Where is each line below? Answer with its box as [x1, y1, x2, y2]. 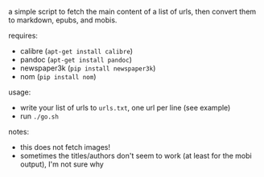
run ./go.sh [19, 111, 59, 121]
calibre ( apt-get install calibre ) [19, 46, 134, 55]
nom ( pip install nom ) [19, 72, 97, 81]
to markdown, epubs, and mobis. [8, 15, 118, 25]
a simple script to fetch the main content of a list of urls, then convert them [8, 7, 257, 16]
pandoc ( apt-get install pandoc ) [19, 55, 133, 64]
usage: [8, 87, 31, 97]
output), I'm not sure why [19, 159, 105, 169]
